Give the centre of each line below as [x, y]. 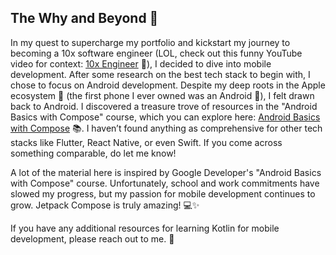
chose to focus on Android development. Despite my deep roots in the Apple [168, 85]
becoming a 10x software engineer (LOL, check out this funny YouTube [156, 53]
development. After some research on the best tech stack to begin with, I [160, 74]
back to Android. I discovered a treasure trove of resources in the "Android [164, 106]
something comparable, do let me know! [93, 153]
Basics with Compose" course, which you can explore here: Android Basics [165, 117]
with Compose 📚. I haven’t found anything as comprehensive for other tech [166, 128]
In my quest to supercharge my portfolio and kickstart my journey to [150, 42]
